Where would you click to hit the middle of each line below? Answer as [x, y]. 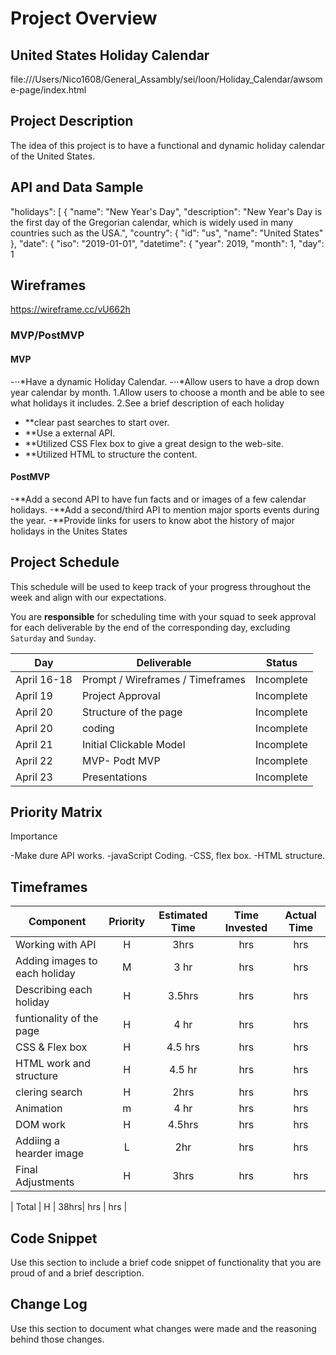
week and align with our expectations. [88, 597]
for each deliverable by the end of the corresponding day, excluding [150, 627]
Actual [300, 915]
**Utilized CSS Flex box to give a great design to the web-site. [154, 443]
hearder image [50, 1154]
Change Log [49, 1304]
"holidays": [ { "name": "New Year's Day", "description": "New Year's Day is [166, 211]
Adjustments [45, 1182]
